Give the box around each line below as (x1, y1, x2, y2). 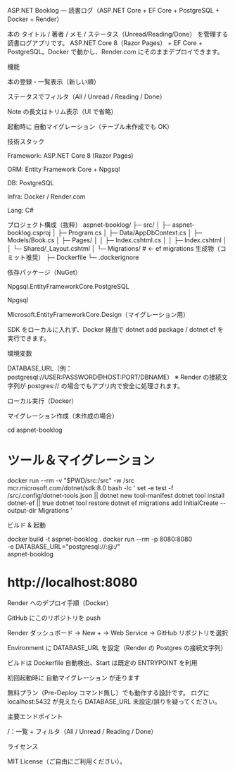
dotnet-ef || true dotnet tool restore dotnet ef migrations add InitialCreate (7, 499, 219, 507)
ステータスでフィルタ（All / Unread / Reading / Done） (7, 92, 167, 101)
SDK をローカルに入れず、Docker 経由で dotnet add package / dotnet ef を (7, 325, 224, 333)
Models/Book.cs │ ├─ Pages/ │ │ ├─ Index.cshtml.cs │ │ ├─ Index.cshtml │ (7, 236, 227, 244)
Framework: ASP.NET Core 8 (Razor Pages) (7, 151, 134, 160)
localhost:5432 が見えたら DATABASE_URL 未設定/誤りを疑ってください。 (7, 697, 222, 706)
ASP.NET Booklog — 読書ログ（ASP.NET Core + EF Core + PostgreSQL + (7, 6, 220, 14)
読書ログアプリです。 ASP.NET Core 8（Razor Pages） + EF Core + (7, 39, 203, 47)
